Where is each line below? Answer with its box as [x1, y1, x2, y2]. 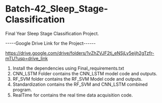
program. [12, 86, 32, 92]
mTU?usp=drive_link [5, 55, 48, 61]
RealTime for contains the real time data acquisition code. [12, 92, 133, 98]
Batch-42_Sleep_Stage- [5, 3, 108, 15]
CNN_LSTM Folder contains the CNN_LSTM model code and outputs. [12, 70, 158, 76]
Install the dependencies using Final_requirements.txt [12, 65, 125, 71]
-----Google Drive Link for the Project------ [5, 40, 96, 46]
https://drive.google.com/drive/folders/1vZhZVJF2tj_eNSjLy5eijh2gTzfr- [5, 50, 154, 56]
